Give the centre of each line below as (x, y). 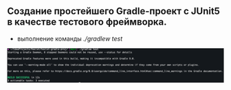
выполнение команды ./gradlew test (70, 38)
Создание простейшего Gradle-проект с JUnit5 (113, 11)
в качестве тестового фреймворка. (87, 22)
